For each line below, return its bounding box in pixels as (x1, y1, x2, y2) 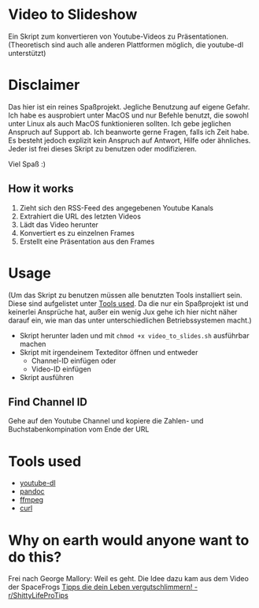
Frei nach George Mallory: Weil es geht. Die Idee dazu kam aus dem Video (8, 574, 250, 584)
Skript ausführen (19, 372, 75, 382)
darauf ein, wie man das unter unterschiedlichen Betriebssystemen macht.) (8, 315, 252, 325)
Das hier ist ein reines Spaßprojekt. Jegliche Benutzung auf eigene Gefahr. (8, 102, 250, 111)
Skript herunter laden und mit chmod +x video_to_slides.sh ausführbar (19, 330, 250, 340)
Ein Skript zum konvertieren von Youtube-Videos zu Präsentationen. (8, 32, 228, 41)
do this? (8, 548, 62, 565)
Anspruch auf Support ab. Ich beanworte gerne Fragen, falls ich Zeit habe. (8, 127, 250, 136)
